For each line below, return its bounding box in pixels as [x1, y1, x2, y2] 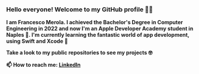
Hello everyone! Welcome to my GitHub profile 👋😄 [6, 5, 154, 14]
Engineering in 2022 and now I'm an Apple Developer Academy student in [6, 25, 194, 32]
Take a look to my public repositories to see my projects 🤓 [6, 49, 153, 56]
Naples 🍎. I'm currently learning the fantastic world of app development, [6, 31, 189, 38]
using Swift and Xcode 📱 [6, 38, 68, 45]
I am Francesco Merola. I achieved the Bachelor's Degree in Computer [6, 19, 183, 26]
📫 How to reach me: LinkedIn [6, 62, 81, 69]
